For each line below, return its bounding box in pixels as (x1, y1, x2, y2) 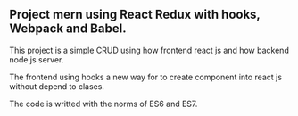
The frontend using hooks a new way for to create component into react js (9, 71, 283, 82)
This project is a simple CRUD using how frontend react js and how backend (9, 45, 290, 55)
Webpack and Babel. (9, 21, 127, 37)
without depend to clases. (9, 80, 105, 92)
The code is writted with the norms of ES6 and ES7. (9, 98, 198, 109)
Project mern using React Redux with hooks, (9, 7, 261, 22)
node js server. (9, 54, 64, 65)
